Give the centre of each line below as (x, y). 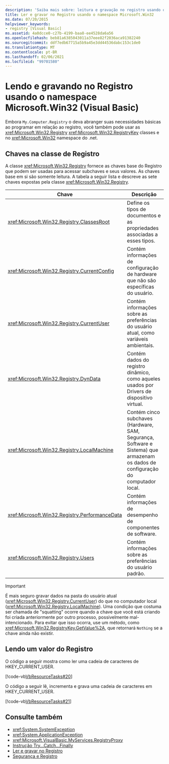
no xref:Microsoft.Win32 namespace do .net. (52, 138)
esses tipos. (141, 241)
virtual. (135, 404)
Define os (138, 203)
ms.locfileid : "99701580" (32, 62)
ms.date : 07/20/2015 (27, 19)
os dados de (142, 463)
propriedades (143, 228)
